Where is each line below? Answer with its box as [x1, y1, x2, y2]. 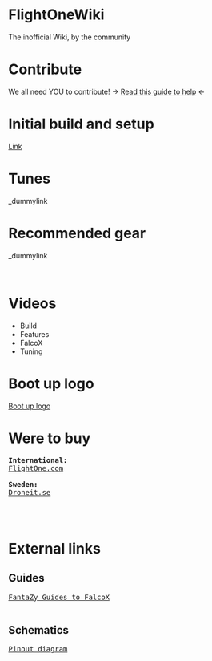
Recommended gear [8, 224, 146, 242]
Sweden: [8, 480, 38, 489]
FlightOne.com [8, 464, 64, 472]
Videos [8, 294, 57, 312]
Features [19, 329, 50, 339]
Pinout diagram [8, 644, 68, 654]
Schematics [8, 623, 70, 637]
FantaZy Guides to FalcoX [8, 592, 110, 602]
